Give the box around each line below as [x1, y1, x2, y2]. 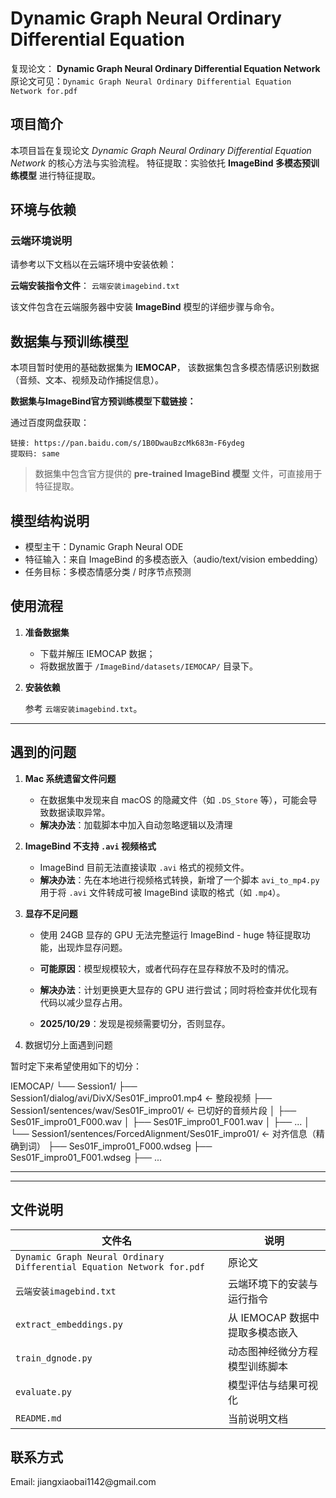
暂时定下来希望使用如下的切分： [10, 1060, 142, 1072]
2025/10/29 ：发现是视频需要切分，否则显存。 [39, 1017, 231, 1029]
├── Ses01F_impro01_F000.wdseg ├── [47, 1140, 213, 1152]
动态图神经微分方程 [228, 1344, 319, 1358]
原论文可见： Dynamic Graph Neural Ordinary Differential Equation [10, 75, 292, 87]
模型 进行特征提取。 [18, 169, 101, 181]
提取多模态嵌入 [228, 1325, 299, 1339]
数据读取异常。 [48, 806, 111, 818]
